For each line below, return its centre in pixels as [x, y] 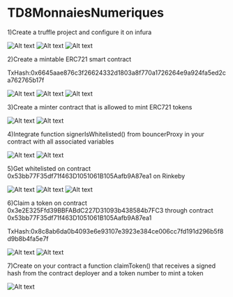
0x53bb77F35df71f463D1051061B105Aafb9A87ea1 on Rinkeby [96, 176]
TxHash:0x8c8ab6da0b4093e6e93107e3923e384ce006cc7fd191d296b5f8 [115, 231]
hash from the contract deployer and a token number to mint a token [105, 273]
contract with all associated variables [61, 142]
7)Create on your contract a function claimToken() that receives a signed [112, 266]
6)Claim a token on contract [47, 203]
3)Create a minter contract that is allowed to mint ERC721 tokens [100, 107]
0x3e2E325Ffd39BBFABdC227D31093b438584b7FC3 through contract [111, 210]
